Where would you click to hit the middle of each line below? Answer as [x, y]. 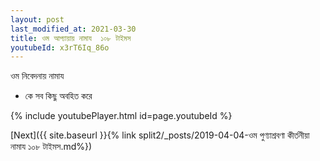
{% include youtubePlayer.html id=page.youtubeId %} [121, 116]
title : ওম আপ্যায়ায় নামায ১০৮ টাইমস [71, 38]
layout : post [37, 19]
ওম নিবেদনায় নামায [37, 76]
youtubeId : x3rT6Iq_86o [60, 47]
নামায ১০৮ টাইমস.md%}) [51, 147]
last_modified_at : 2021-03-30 [73, 29]
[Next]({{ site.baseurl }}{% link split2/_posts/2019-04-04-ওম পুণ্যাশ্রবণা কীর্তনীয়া [160, 135]
